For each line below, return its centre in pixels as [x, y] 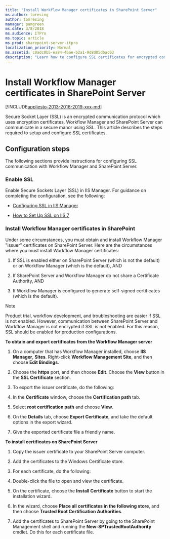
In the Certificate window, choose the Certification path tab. [76, 397]
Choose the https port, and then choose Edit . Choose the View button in [88, 372]
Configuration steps [37, 149]
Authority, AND [28, 281]
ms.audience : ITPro [26, 33]
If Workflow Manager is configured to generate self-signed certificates [86, 291]
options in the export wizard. [42, 422]
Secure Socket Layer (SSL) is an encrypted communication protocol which [83, 117]
